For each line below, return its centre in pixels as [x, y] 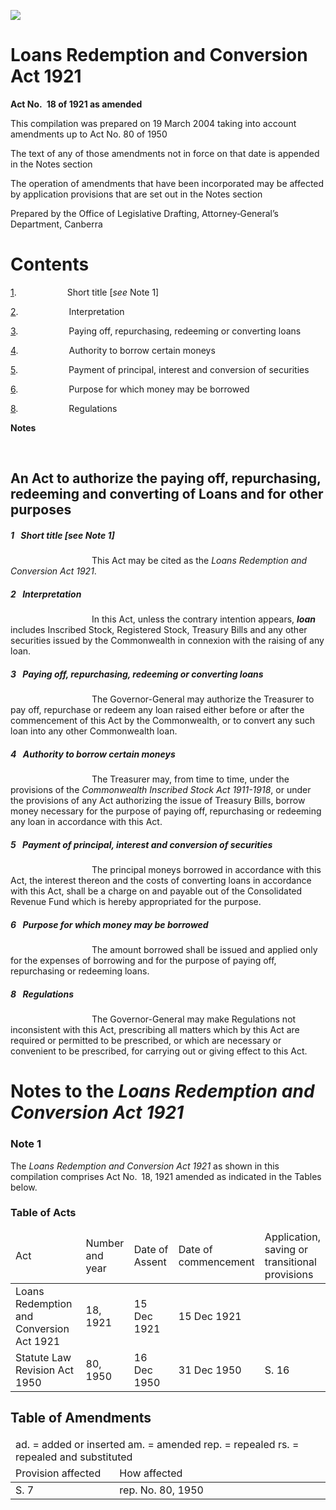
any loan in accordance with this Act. [86, 822]
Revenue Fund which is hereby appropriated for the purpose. [136, 902]
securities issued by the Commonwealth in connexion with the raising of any [167, 641]
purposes [41, 510]
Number [105, 1243]
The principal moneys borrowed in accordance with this [206, 870]
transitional [290, 1262]
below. [24, 1187]
